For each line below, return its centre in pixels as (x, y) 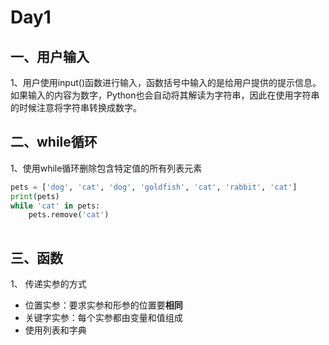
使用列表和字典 (55, 330)
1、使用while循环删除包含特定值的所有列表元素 (106, 168)
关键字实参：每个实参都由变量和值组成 (103, 317)
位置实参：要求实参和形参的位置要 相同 (103, 305)
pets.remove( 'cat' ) (69, 215)
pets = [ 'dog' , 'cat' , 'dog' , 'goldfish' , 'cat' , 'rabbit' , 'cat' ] (154, 187)
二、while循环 (54, 142)
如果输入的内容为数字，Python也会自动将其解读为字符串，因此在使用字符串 (165, 95)
